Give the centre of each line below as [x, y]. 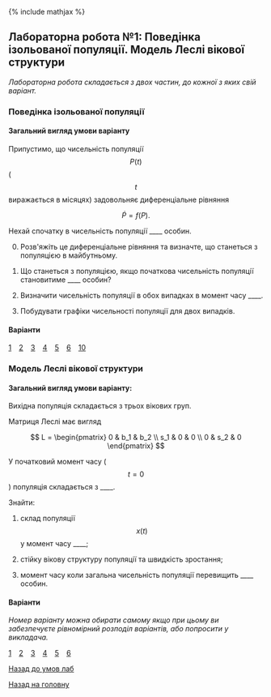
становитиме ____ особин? [66, 280]
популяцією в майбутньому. [69, 255]
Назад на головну [39, 685]
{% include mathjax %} [47, 12]
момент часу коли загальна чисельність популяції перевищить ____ [137, 575]
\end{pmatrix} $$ [136, 446]
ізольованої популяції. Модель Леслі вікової [127, 50]
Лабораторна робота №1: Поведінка [104, 37]
